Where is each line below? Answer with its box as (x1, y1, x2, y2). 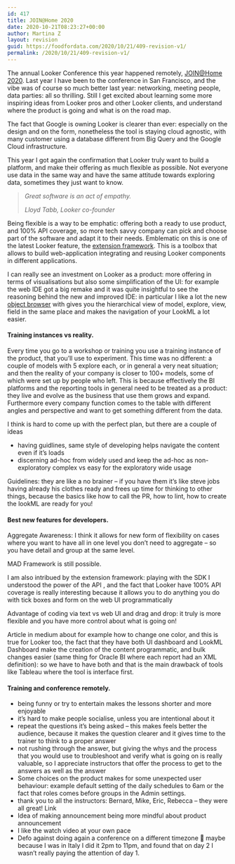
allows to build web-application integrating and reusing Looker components (7, 249, 226, 257)
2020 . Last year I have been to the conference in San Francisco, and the (7, 76, 216, 84)
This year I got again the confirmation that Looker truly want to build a (7, 155, 209, 164)
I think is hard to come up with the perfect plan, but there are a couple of (7, 420, 217, 429)
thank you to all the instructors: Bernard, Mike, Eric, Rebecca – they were (17, 797, 228, 805)
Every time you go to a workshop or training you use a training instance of (7, 347, 221, 355)
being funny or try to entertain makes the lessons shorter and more (17, 699, 212, 708)
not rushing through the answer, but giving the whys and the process (17, 744, 217, 753)
